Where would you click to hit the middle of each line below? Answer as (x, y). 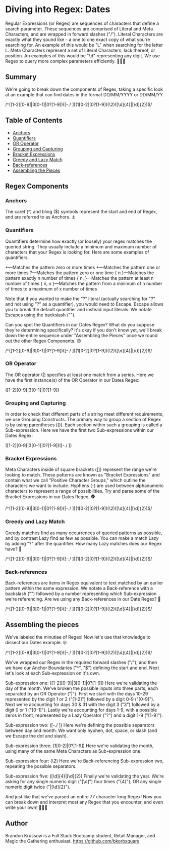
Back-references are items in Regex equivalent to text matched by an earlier (84, 583)
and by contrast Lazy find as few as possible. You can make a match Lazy (82, 538)
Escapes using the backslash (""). (40, 315)
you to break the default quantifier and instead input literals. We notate (79, 309)
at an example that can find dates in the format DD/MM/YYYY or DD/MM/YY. (85, 94)
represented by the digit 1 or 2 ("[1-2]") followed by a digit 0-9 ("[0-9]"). (80, 699)
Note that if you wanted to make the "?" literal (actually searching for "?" (80, 299)
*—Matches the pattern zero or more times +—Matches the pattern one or (83, 267)
